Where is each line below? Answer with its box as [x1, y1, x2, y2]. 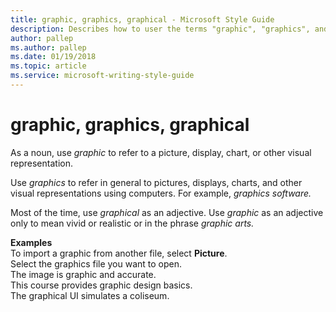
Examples [10, 236, 53, 248]
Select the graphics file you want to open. [10, 257, 183, 270]
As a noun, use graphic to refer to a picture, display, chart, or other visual [10, 146, 312, 158]
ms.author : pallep [10, 42, 87, 53]
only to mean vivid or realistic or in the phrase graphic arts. [10, 217, 255, 229]
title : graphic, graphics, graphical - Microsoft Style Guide [10, 14, 275, 25]
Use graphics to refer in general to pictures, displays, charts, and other [10, 176, 303, 188]
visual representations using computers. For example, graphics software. [10, 187, 312, 199]
